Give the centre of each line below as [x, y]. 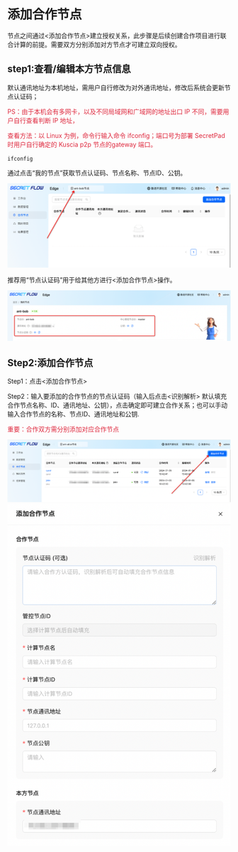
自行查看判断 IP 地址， [46, 120]
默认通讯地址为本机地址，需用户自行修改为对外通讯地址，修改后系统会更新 [116, 87]
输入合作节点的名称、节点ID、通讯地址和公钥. [73, 414]
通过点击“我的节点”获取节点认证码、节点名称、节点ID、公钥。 [97, 173]
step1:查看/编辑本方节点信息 [69, 69]
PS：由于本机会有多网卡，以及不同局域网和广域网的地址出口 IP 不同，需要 [115, 112]
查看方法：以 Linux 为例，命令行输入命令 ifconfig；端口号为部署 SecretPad [116, 135]
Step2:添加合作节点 [50, 363]
